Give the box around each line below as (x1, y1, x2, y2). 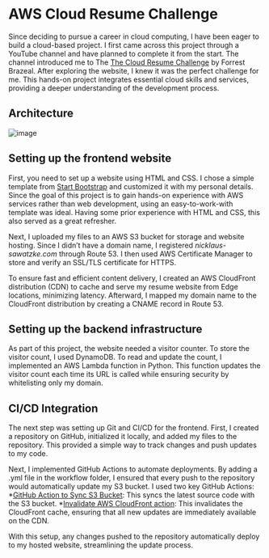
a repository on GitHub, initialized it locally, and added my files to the (8, 432, 237, 442)
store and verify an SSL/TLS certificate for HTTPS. (8, 257, 176, 267)
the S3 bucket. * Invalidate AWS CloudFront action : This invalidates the (8, 499, 244, 509)
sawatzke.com (8, 248, 58, 259)
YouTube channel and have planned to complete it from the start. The (8, 49, 240, 58)
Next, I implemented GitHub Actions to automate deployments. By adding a (8, 464, 258, 474)
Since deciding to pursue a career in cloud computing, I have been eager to (8, 32, 260, 41)
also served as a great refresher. (8, 216, 117, 226)
